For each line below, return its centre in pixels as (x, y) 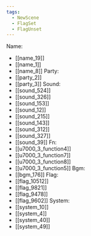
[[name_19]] (30, 58)
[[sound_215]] (32, 116)
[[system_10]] (32, 207)
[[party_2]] (28, 77)
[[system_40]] (32, 220)
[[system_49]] (32, 227)
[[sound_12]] (31, 110)
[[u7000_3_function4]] (43, 149)
